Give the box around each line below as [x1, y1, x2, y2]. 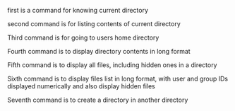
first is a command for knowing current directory [7, 6, 149, 14]
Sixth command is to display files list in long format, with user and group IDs [7, 74, 228, 83]
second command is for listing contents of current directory [7, 20, 181, 28]
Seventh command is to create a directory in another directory [7, 95, 188, 104]
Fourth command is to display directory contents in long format [7, 47, 191, 55]
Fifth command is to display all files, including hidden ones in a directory [7, 61, 217, 69]
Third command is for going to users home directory [7, 33, 159, 42]
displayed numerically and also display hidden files [7, 82, 155, 90]
